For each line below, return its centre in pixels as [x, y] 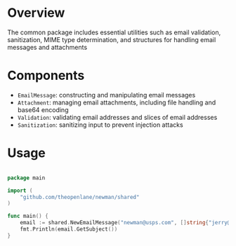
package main [26, 178]
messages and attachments [47, 47]
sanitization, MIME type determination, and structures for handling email [112, 39]
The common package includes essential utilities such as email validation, [114, 32]
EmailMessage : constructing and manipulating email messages [106, 95]
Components [46, 76]
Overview [36, 13]
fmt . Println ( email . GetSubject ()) [69, 229]
